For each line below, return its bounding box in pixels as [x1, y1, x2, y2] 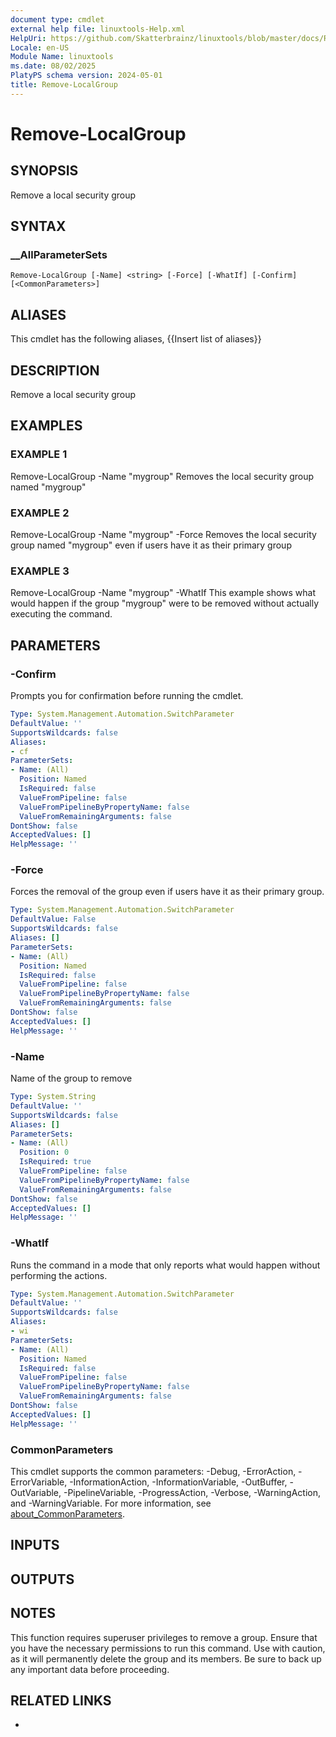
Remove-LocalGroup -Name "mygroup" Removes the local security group [10, 470, 315, 482]
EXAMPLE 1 [10, 447, 68, 461]
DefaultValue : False [10, 914, 97, 925]
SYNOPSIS [10, 162, 79, 180]
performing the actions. [10, 1269, 108, 1281]
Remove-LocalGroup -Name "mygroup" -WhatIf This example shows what [10, 587, 317, 599]
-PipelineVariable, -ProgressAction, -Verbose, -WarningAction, [63, 1486, 322, 1498]
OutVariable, [10, 1486, 62, 1498]
